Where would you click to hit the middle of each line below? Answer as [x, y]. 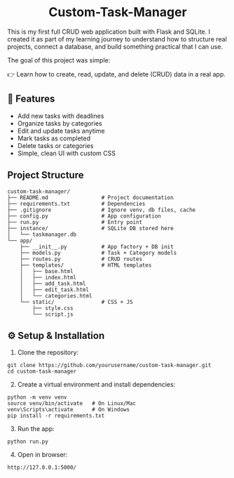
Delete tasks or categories [55, 145]
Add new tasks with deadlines [61, 116]
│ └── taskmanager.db [42, 234]
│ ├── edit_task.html [55, 290]
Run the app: [36, 429]
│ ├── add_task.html [53, 284]
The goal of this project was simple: [59, 60]
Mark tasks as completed [54, 138]
